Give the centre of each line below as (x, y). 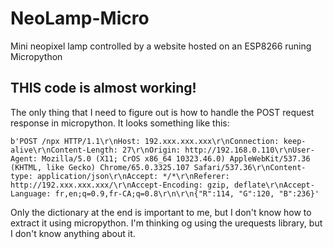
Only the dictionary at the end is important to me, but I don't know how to (161, 212)
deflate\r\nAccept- (274, 185)
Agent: (24, 158)
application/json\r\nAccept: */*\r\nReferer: (133, 176)
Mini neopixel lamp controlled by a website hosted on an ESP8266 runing (161, 46)
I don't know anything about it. (73, 233)
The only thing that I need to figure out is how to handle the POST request (162, 112)
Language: (31, 193)
